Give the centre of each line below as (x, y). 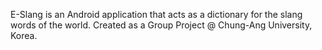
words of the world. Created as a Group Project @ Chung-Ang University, (161, 25)
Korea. (24, 35)
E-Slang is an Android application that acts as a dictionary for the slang (156, 14)
